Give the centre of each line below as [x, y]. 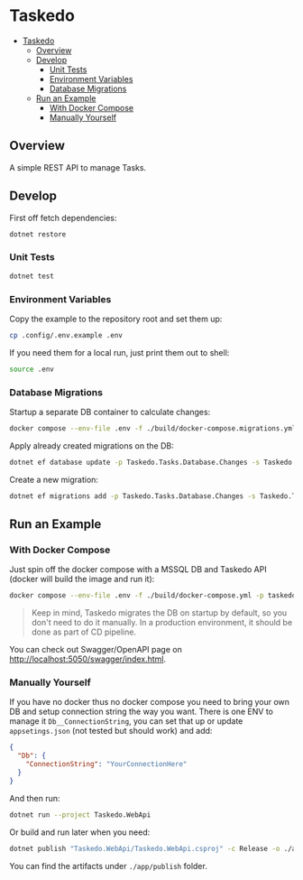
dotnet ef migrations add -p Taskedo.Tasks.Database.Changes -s [133, 496]
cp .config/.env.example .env [66, 335]
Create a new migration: [54, 479]
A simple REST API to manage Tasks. [78, 167]
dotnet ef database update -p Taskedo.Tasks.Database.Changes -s [134, 462]
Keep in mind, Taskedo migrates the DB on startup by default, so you [159, 613]
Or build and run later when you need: [80, 832]
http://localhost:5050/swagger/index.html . [88, 659]
